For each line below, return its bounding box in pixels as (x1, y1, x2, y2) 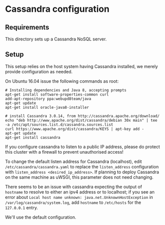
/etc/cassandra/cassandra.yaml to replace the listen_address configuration (5, 163, 159, 169)
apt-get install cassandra (5, 135, 61, 140)
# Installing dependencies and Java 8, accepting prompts (5, 88, 127, 93)
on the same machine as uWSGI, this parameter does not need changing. (5, 174, 154, 180)
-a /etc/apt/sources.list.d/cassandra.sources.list (5, 122, 113, 127)
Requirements (5, 23, 49, 32)
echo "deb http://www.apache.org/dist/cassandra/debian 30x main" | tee (5, 118, 158, 123)
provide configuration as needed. (5, 68, 73, 74)
